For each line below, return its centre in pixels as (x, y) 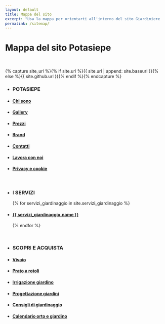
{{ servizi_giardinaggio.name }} (45, 214)
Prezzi (19, 123)
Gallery (20, 112)
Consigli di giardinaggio (37, 305)
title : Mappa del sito (28, 14)
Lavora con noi (28, 157)
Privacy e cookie (30, 169)
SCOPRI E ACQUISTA (38, 248)
